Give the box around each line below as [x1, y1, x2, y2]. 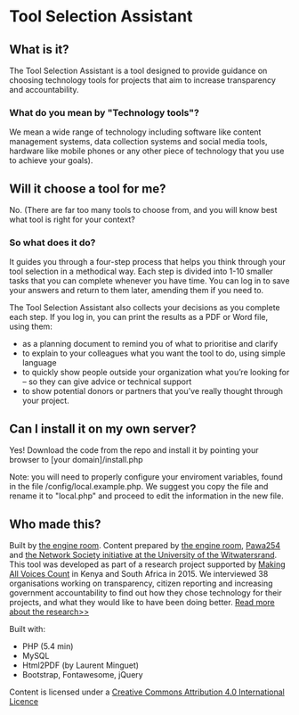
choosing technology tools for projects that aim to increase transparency [9, 75, 276, 86]
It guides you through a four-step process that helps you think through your [9, 257, 287, 267]
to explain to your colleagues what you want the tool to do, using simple [21, 348, 287, 358]
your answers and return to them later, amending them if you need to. [9, 285, 264, 296]
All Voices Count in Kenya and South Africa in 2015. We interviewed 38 [9, 569, 269, 579]
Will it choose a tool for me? [9, 181, 166, 196]
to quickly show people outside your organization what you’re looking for [21, 367, 290, 378]
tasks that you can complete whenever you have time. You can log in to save [9, 275, 290, 286]
